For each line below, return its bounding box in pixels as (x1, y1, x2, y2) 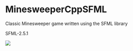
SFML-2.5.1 (5, 30, 29, 36)
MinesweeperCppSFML (5, 4, 107, 15)
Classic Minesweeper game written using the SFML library (5, 20, 128, 27)
